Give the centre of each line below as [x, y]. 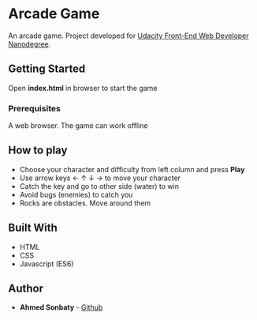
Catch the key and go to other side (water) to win [99, 186]
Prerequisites [34, 108]
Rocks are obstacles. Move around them [85, 203]
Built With [33, 228]
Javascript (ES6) [47, 264]
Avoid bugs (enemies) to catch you [76, 194]
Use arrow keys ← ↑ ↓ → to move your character [100, 178]
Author [26, 289]
